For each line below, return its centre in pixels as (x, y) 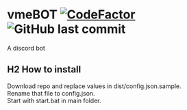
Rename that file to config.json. (51, 93)
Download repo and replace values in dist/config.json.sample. (94, 86)
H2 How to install (44, 69)
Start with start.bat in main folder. (54, 100)
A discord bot (26, 48)
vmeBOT (32, 15)
